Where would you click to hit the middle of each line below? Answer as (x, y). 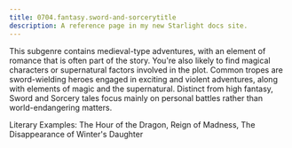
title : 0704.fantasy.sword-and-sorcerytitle (93, 17)
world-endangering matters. (61, 107)
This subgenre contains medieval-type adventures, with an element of (138, 51)
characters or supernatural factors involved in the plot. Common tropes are (146, 70)
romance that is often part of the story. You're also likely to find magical (140, 60)
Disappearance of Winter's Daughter (76, 134)
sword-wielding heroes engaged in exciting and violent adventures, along (143, 79)
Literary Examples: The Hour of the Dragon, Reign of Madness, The (132, 124)
